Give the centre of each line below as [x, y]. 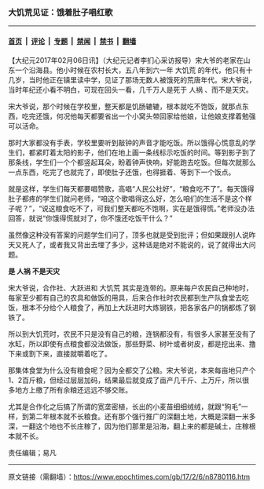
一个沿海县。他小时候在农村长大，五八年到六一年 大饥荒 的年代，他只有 [130, 70]
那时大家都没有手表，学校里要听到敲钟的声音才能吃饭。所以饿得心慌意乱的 [128, 142]
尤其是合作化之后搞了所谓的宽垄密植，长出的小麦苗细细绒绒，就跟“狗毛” [125, 407]
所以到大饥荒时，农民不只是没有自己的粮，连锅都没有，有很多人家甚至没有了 [132, 334]
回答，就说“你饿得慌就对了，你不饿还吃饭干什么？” [90, 218]
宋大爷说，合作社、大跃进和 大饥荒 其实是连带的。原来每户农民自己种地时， [130, 287]
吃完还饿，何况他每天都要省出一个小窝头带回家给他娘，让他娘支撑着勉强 [139, 116]
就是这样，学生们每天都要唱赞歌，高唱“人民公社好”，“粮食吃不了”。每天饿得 [131, 188]
